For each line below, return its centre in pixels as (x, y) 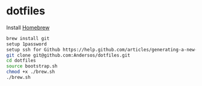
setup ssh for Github (33, 50)
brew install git (28, 38)
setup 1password (26, 44)
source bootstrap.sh (32, 66)
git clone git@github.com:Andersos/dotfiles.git (68, 55)
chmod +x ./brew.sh (31, 72)
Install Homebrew (28, 27)
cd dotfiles (21, 61)
